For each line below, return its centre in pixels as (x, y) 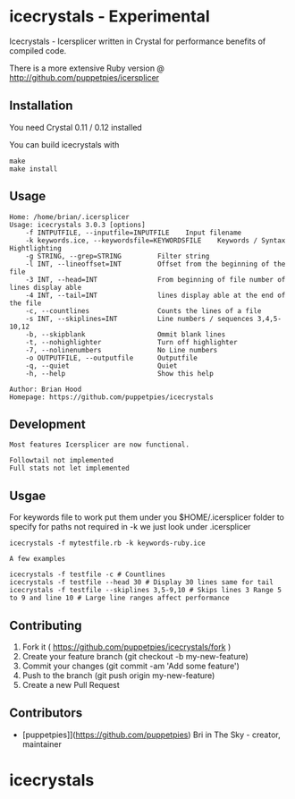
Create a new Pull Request (71, 685)
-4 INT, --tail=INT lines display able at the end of (156, 295)
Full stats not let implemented (69, 468)
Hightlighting (36, 248)
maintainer (42, 744)
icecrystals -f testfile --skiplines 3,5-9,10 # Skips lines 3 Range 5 (145, 591)
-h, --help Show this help (120, 373)
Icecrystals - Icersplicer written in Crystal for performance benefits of (138, 41)
